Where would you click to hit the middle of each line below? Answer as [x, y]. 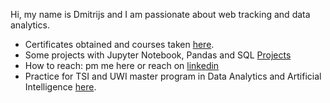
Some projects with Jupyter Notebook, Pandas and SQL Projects [158, 55]
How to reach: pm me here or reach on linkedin [122, 65]
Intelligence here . [60, 87]
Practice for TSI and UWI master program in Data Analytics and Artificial [173, 76]
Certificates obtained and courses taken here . [119, 44]
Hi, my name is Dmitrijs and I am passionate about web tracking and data [160, 14]
